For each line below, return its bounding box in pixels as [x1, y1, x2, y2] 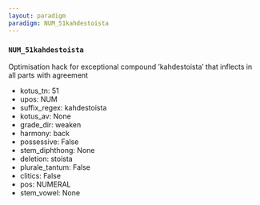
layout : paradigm [8, 11, 66, 20]
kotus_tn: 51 [19, 86, 60, 95]
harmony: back [19, 128, 70, 138]
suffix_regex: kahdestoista [19, 102, 107, 112]
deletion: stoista [19, 154, 74, 163]
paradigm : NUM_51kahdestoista [8, 19, 110, 27]
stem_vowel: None [19, 187, 81, 197]
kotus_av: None [19, 111, 72, 121]
